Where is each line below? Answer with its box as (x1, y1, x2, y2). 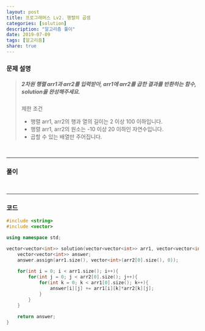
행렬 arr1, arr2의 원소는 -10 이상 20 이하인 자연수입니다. (30, 125, 164, 133)
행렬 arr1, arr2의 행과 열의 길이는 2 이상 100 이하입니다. (30, 117, 163, 125)
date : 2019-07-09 (6, 32, 51, 38)
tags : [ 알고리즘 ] (6, 37, 46, 43)
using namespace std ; (6, 235, 62, 241)
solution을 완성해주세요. (21, 88, 81, 95)
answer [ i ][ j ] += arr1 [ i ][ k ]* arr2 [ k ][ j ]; (49, 285, 154, 292)
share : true (6, 43, 37, 49)
